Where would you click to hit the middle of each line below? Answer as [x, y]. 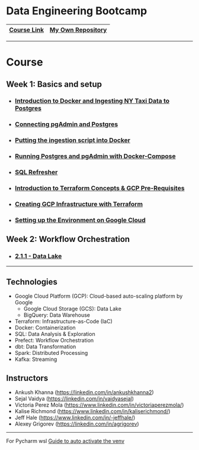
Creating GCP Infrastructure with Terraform [79, 204]
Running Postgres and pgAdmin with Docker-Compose [95, 156]
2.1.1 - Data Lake [38, 256]
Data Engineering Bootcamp [77, 11]
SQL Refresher [36, 172]
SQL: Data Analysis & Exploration [55, 334]
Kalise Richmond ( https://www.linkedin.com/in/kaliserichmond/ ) [92, 411]
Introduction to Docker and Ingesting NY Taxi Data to [92, 101]
